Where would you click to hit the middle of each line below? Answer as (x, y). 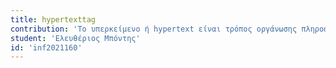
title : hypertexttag (53, 19)
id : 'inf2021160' (46, 47)
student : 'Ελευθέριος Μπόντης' (75, 38)
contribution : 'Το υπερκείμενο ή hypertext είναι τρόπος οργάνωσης (154, 29)
